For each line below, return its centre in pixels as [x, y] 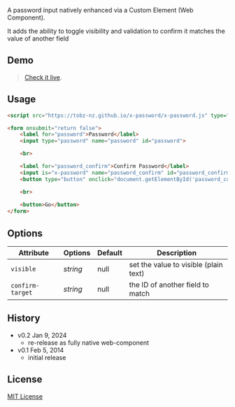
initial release [47, 357]
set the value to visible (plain [176, 264]
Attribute [34, 252]
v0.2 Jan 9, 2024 [42, 335]
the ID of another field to [169, 285]
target [22, 292]
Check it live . [43, 77]
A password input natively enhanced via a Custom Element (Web [100, 10]
